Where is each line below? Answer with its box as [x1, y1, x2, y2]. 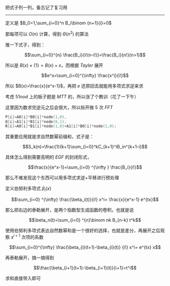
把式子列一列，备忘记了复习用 [5, 5, 67, 10]
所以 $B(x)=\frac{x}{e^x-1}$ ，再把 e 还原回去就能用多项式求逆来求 [5, 83, 144, 89]
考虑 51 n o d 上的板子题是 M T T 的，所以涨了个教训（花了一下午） [5, 93, 139, 100]
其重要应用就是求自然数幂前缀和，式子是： [5, 134, 94, 140]
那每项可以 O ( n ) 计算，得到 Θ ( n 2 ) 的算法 [5, 30, 89, 37]
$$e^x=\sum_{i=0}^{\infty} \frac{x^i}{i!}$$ [41, 72, 129, 78]
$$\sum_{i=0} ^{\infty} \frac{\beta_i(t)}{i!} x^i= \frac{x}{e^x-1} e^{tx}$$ [11, 196, 159, 202]
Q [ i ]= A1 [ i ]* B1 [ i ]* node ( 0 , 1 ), [5, 119, 67, 124]
